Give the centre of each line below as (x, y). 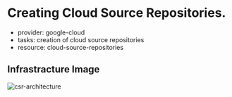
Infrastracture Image (54, 69)
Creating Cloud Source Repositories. (117, 13)
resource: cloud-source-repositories (71, 47)
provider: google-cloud (51, 32)
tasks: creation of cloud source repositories (81, 39)
